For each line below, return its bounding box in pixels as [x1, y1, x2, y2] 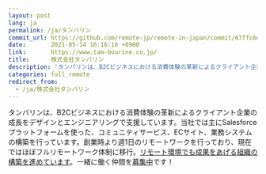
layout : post [8, 11, 51, 20]
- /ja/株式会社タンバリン [15, 85, 90, 93]
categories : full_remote [8, 70, 90, 78]
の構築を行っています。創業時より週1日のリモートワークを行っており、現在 [8, 138, 252, 147]
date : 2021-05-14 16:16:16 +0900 [8, 41, 140, 49]
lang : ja [8, 19, 37, 27]
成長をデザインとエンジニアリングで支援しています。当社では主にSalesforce [8, 118, 257, 127]
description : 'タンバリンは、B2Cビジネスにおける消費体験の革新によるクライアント [8, 63, 251, 71]
